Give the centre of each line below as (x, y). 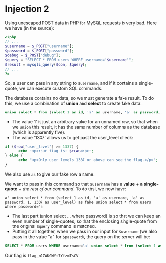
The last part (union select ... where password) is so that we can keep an (86, 216)
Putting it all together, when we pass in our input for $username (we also (84, 232)
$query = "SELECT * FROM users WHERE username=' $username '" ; (69, 60)
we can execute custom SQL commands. (61, 88)
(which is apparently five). (39, 132)
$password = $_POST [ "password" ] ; (40, 51)
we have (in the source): (30, 28)
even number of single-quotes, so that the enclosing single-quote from (84, 221)
